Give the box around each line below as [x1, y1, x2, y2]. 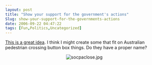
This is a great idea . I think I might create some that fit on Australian [5, 39, 145, 45]
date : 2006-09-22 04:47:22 [5, 21, 62, 26]
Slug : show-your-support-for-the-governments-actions [5, 16, 120, 21]
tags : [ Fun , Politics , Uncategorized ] [5, 26, 82, 31]
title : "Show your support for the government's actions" [5, 12, 129, 17]
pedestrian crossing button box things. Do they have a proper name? [5, 45, 147, 51]
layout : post [5, 7, 33, 12]
